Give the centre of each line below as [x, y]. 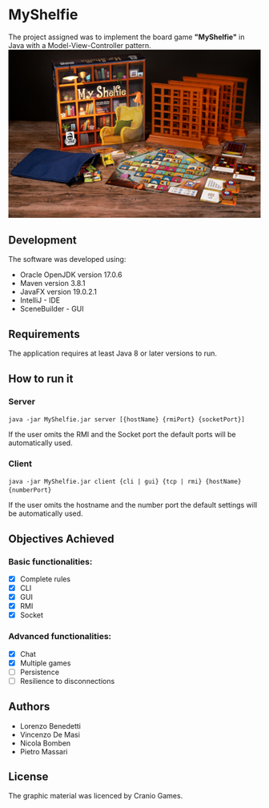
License [28, 776]
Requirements [44, 334]
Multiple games [45, 663]
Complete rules [45, 579]
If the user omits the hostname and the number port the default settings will [133, 505]
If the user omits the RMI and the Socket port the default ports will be [122, 434]
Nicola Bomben [45, 743]
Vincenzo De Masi [50, 734]
